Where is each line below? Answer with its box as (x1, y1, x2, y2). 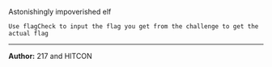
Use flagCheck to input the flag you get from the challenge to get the (8, 23, 259, 31)
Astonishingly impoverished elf (8, 7, 112, 16)
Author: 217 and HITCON (8, 52, 92, 61)
